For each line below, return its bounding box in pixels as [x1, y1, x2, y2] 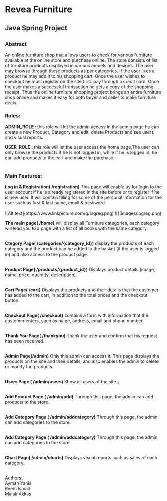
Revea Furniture [5, 4, 72, 15]
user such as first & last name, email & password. [5, 199, 106, 206]
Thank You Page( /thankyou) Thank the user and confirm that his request [5, 332, 157, 339]
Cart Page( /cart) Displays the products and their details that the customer [5, 287, 159, 293]
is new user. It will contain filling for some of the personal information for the [5, 194, 162, 200]
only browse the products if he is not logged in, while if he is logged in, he [5, 149, 157, 155]
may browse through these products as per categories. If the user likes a [5, 68, 155, 74]
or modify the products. [5, 363, 54, 369]
